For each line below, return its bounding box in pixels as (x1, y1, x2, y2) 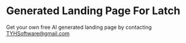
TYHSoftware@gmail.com (6, 29, 70, 37)
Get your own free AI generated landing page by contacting (6, 24, 152, 31)
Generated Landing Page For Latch (6, 4, 181, 18)
